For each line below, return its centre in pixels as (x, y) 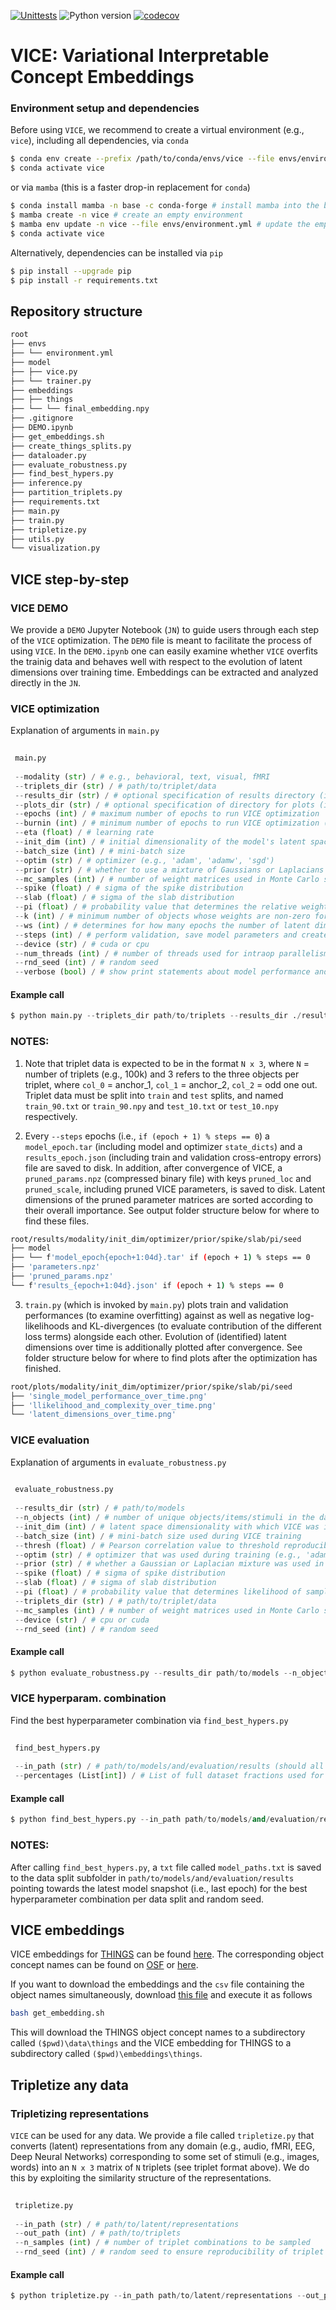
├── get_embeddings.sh (57, 436)
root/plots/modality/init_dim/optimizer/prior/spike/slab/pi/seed (151, 1386)
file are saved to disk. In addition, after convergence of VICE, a (153, 1167)
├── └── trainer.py (51, 381)
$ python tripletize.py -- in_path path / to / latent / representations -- (158, 2296)
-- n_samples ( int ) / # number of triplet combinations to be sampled (162, 2243)
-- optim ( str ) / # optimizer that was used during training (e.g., (158, 1555)
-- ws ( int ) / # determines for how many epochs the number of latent (162, 925)
